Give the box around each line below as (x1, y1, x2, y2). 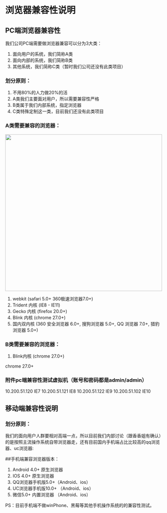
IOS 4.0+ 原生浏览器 (12, 472, 54, 479)
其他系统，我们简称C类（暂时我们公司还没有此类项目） (12, 64, 126, 69)
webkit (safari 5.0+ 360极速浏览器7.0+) (12, 295, 94, 301)
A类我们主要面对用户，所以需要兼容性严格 (12, 96, 99, 102)
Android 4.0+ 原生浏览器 (12, 466, 63, 472)
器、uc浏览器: (5, 445, 34, 451)
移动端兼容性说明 (5, 404, 58, 413)
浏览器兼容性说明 (5, 5, 76, 16)
